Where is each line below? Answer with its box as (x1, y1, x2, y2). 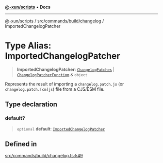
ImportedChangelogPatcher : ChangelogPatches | (16, 66, 115, 72)
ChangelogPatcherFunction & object (16, 71, 88, 77)
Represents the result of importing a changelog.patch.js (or (5, 81, 124, 87)
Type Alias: (5, 40, 52, 51)
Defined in (5, 140, 37, 148)
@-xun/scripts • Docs (5, 4, 51, 10)
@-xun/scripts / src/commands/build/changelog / (5, 18, 104, 24)
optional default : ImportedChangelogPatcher (16, 126, 105, 131)
